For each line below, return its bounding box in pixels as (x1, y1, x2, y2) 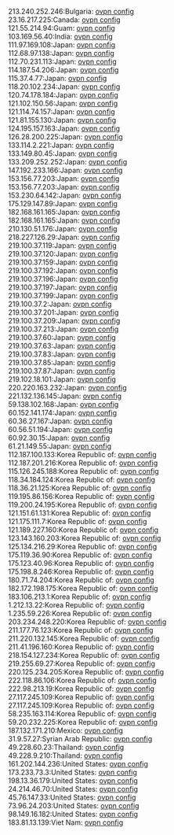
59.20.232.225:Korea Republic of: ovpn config (8, 718, 158, 726)
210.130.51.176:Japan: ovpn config (8, 224, 118, 233)
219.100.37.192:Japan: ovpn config (8, 266, 118, 275)
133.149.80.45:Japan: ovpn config (8, 149, 118, 158)
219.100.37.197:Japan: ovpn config (8, 283, 118, 292)
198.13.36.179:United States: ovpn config (8, 776, 139, 785)
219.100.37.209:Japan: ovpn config (8, 316, 121, 325)
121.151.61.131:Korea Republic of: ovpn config (8, 508, 151, 518)
